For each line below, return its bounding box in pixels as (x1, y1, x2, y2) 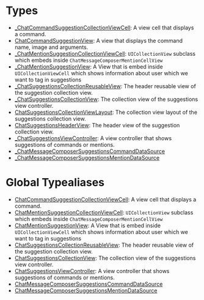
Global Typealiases (5, 176, 105, 190)
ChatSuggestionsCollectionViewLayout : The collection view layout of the (14, 108, 198, 116)
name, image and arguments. (14, 43, 89, 51)
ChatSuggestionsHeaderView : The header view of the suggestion (14, 121, 180, 129)
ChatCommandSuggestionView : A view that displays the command (14, 37, 183, 44)
